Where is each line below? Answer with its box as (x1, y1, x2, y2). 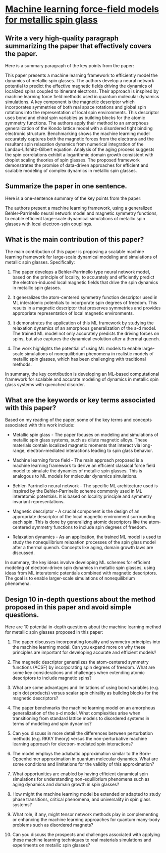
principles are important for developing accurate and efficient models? (12, 649, 157, 656)
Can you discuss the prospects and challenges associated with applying (12, 832, 160, 838)
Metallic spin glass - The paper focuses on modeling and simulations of (12, 432, 159, 438)
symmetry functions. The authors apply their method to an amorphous (5, 120, 149, 126)
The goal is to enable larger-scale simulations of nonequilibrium (5, 575, 135, 581)
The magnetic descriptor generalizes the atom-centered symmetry (12, 659, 149, 665)
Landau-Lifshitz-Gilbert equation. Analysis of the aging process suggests (5, 146, 155, 152)
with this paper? (5, 404, 56, 412)
